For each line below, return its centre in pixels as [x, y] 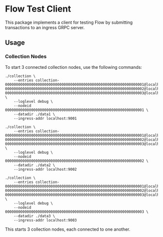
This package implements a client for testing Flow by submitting [69, 22]
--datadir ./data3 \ [34, 216]
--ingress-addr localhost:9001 [45, 118]
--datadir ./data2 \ [34, 165]
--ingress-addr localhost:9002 [45, 169]
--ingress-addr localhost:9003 [45, 220]
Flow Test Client [38, 9]
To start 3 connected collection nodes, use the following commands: [73, 67]
